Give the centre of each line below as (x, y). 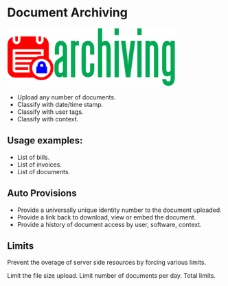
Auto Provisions (42, 193)
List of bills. (33, 157)
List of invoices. (39, 164)
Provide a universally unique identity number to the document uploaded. (119, 210)
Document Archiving (68, 13)
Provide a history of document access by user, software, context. (110, 224)
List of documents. (44, 171)
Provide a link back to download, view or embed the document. (106, 217)
